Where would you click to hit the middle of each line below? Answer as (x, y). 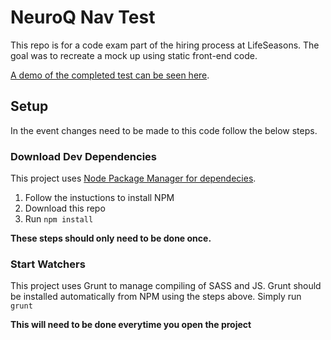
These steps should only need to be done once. (111, 238)
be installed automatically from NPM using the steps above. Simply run (156, 297)
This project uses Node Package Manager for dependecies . (133, 178)
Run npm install (59, 219)
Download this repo (65, 208)
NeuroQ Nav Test (83, 17)
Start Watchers (48, 264)
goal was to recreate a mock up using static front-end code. (134, 55)
